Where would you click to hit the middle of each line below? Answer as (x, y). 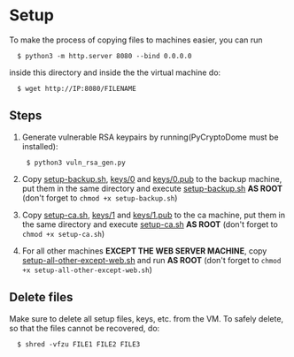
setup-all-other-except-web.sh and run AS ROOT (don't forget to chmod (151, 260)
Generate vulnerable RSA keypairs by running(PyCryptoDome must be (150, 137)
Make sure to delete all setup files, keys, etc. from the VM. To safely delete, (147, 318)
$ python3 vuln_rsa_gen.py (76, 163)
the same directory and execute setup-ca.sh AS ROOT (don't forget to (150, 224)
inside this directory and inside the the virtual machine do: (115, 72)
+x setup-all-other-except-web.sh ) (87, 270)
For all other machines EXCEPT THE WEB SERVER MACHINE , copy (144, 251)
